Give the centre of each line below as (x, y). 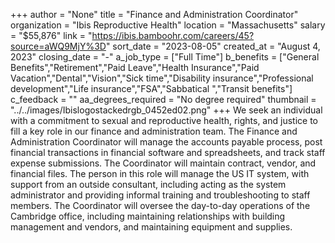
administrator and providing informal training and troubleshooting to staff (160, 195)
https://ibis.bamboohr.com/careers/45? (173, 35)
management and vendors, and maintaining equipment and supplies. (151, 227)
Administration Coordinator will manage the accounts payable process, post (166, 142)
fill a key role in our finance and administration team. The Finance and (154, 131)
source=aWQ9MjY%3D (58, 46)
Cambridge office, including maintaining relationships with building (148, 216)
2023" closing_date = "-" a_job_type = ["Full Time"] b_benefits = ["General (165, 57)
